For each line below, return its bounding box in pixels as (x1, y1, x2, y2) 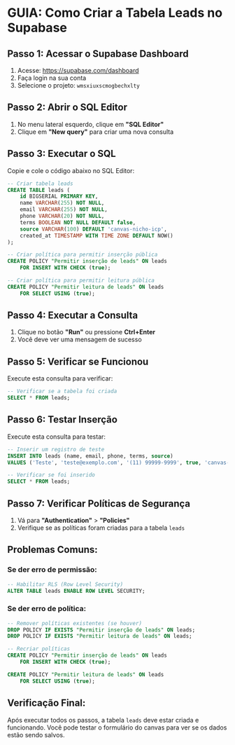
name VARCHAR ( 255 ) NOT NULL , (20, 200, 105, 207)
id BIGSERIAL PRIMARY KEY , (20, 193, 99, 200)
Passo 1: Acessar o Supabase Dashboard (7, 48, 189, 60)
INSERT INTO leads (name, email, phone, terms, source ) (7, 452, 173, 460)
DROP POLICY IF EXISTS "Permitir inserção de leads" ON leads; (7, 626, 196, 634)
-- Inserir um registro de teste (7, 446, 105, 453)
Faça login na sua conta (17, 74, 87, 82)
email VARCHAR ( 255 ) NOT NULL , (20, 206, 108, 213)
